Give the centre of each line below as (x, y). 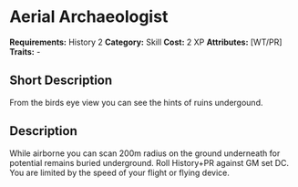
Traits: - (25, 51)
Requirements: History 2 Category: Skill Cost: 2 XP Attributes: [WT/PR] (146, 42)
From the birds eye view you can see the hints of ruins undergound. (136, 102)
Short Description (61, 81)
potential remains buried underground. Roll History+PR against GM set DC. (149, 162)
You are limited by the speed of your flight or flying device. (119, 172)
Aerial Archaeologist (89, 17)
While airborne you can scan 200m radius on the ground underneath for (145, 153)
